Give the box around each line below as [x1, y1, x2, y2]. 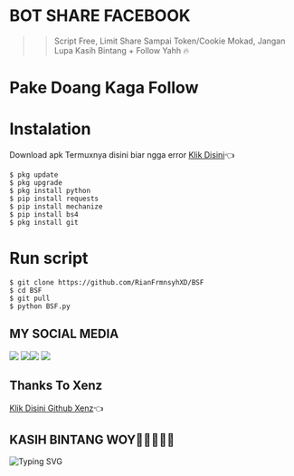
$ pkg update [9, 170, 59, 180]
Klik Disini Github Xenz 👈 [9, 403, 104, 413]
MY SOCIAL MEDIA [9, 326, 119, 342]
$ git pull [9, 294, 51, 303]
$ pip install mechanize [9, 202, 103, 211]
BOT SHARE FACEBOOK [9, 5, 191, 26]
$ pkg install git [9, 219, 79, 228]
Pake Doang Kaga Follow [9, 78, 199, 98]
